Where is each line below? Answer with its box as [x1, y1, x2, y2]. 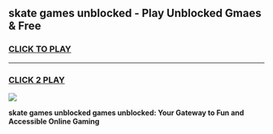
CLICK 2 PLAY [8, 74, 65, 85]
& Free [8, 19, 42, 33]
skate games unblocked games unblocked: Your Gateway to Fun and [8, 107, 245, 117]
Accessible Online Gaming [8, 116, 100, 126]
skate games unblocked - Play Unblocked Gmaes [8, 6, 262, 20]
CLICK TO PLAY [8, 44, 71, 55]
